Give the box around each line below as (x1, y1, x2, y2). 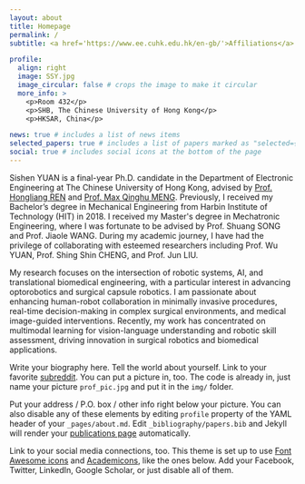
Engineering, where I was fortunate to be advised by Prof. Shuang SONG (9, 220, 281, 232)
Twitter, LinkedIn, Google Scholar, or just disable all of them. (9, 464, 234, 475)
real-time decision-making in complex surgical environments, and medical (9, 305, 287, 316)
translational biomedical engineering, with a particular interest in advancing (9, 276, 291, 287)
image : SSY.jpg (17, 72, 75, 82)
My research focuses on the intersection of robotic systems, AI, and (9, 267, 263, 278)
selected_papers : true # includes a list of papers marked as (9, 139, 250, 148)
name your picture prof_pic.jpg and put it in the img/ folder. (9, 380, 234, 391)
